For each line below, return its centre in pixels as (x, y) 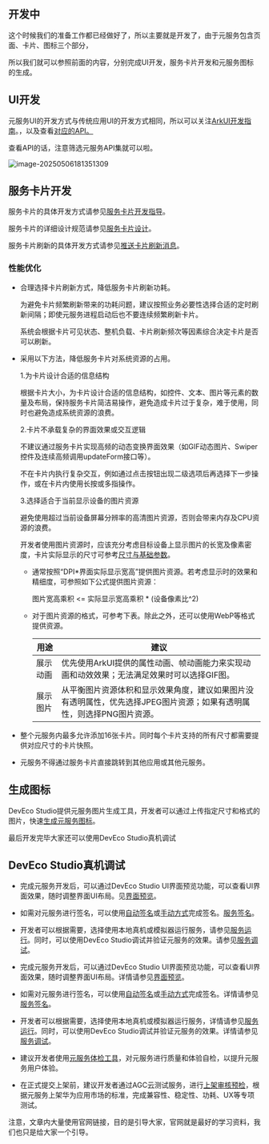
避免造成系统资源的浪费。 (76, 412)
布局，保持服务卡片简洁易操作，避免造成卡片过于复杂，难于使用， (143, 402)
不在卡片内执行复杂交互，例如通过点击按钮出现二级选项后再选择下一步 (136, 473)
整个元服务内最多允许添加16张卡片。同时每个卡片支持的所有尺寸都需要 (136, 735)
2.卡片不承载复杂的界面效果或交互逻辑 (83, 429)
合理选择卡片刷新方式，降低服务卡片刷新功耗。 (97, 287)
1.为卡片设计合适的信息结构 (64, 375)
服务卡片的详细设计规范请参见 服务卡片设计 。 (82, 229)
